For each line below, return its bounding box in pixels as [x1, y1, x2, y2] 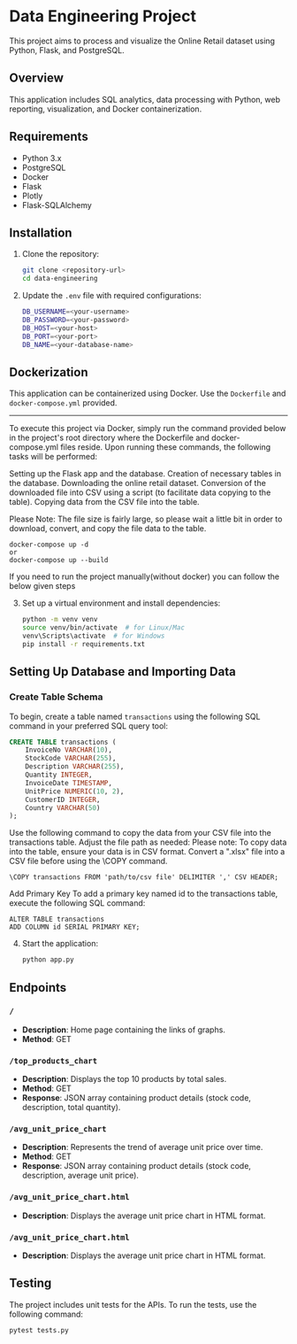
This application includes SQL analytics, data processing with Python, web [9, 94, 281, 104]
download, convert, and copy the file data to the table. [9, 523, 207, 534]
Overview [9, 71, 65, 86]
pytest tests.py [9, 1325, 69, 1334]
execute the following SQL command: [9, 898, 146, 908]
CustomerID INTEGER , [25, 795, 101, 804]
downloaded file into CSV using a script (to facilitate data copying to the [9, 487, 271, 498]
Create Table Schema [9, 691, 103, 703]
